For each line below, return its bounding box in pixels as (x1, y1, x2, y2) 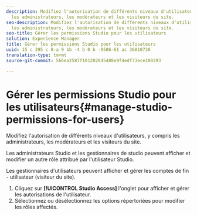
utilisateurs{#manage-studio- (23, 100, 173, 114)
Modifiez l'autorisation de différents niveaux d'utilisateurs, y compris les (6, 132, 180, 139)
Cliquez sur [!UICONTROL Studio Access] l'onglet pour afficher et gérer (14, 185, 189, 192)
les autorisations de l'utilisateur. (14, 191, 91, 198)
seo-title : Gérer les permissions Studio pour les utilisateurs (6, 30, 167, 36)
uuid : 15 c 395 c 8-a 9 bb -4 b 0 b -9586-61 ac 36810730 (6, 47, 151, 53)
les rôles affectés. (14, 203, 58, 211)
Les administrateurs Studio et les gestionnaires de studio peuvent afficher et (6, 150, 191, 157)
